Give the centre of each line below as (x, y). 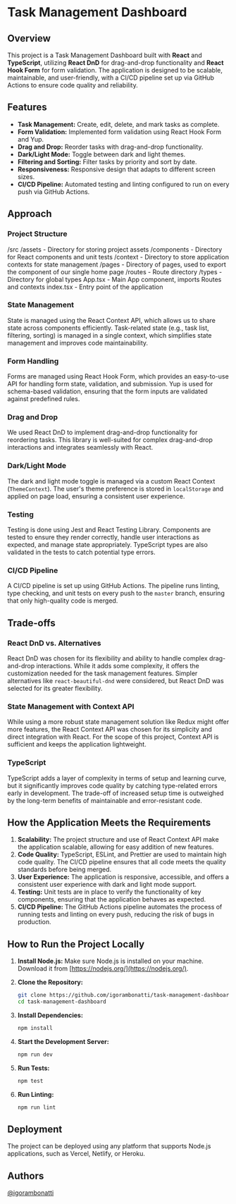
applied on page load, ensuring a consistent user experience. (96, 496)
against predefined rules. (44, 399)
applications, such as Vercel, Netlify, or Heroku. (76, 1154)
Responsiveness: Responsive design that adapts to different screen (117, 169)
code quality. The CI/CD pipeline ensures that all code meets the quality (122, 862)
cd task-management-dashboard (62, 1002)
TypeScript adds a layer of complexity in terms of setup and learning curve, (117, 778)
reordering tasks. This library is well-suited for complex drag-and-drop (110, 440)
